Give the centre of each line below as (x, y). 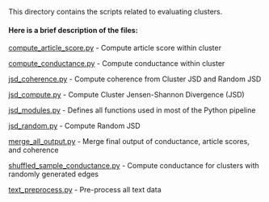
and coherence (34, 150)
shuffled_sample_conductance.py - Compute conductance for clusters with (134, 166)
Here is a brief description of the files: (74, 30)
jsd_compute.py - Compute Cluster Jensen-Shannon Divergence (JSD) (126, 95)
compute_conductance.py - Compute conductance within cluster (117, 64)
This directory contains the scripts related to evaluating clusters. (116, 12)
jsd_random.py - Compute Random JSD (74, 126)
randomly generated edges (54, 174)
